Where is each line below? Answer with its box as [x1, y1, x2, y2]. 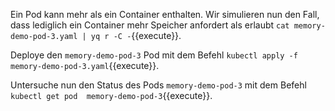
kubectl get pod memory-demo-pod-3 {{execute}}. [10, 90, 213, 101]
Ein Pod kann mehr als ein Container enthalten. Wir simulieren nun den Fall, [10, 9, 320, 20]
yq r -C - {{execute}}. [90, 30, 182, 41]
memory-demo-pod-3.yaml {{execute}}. [10, 60, 160, 71]
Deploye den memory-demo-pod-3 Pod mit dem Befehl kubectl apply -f [10, 49, 298, 61]
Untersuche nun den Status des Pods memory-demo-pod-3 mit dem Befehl [10, 79, 307, 91]
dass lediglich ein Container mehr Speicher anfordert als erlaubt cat [10, 19, 290, 31]
